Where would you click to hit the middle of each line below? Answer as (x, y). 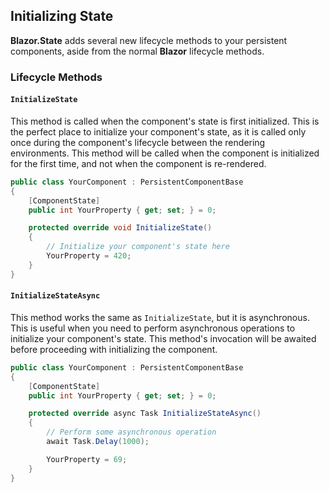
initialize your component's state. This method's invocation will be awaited (163, 338)
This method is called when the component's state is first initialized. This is (165, 121)
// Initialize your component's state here (138, 247)
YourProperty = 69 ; (87, 459)
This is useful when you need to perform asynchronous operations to (153, 328)
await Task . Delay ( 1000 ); (98, 442)
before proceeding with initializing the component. (114, 349)
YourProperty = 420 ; (89, 256)
